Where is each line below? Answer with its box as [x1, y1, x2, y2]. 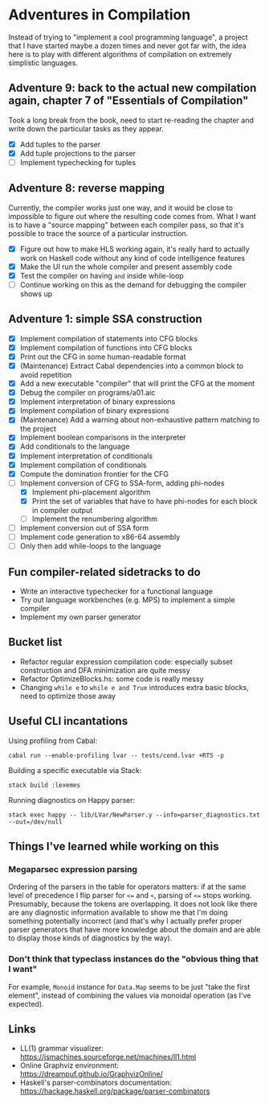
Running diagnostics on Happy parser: [8, 795, 136, 804]
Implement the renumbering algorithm [31, 514, 158, 523]
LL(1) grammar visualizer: [19, 1044, 104, 1053]
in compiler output [31, 505, 93, 515]
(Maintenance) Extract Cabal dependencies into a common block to [19, 361, 243, 370]
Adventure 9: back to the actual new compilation [8, 81, 257, 95]
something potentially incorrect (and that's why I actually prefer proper [8, 916, 243, 926]
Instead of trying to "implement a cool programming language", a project [8, 32, 248, 42]
